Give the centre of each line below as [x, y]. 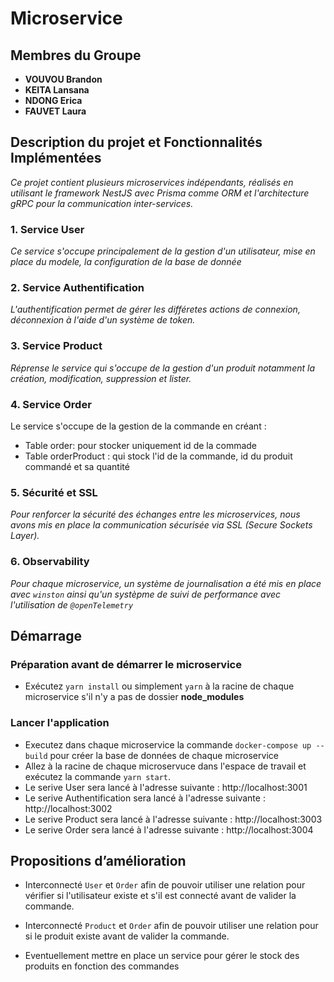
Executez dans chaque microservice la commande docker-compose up [168, 744]
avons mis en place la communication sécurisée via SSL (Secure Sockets [161, 525]
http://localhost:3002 [68, 808]
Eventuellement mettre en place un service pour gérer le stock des [162, 956]
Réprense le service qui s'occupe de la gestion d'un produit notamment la [162, 368]
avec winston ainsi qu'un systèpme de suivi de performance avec [146, 594]
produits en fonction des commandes [102, 966]
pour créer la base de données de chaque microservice [164, 755]
